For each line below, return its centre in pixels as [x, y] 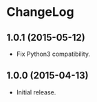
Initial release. [36, 92]
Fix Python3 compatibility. [53, 54]
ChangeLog [40, 12]
